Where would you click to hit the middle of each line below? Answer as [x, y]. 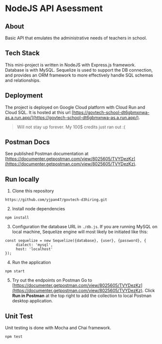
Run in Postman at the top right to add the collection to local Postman [82, 296]
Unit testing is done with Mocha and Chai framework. [58, 328]
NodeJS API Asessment [54, 8]
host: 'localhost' [34, 249]
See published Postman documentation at [47, 154]
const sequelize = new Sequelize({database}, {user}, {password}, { [76, 241]
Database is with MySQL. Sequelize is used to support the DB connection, [79, 70]
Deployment [24, 96]
